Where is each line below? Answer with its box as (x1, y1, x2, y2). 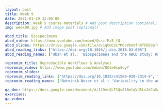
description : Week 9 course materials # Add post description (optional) (5, 20, 158, 26)
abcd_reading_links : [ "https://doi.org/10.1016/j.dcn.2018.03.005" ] (5, 47, 147, 52)
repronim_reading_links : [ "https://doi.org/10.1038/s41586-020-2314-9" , (5, 74, 155, 79)
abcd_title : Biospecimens (5, 34, 57, 39)
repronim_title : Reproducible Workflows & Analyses (5, 61, 112, 65)
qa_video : (5, 96, 25, 101)
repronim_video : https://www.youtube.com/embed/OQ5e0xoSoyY (5, 65, 130, 70)
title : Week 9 (5, 12, 34, 16)
